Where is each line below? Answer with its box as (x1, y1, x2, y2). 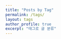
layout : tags (5, 17, 33, 22)
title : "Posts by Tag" (5, 7, 54, 13)
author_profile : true (5, 21, 52, 27)
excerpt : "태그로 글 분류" (5, 26, 56, 31)
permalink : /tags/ (5, 12, 45, 17)
